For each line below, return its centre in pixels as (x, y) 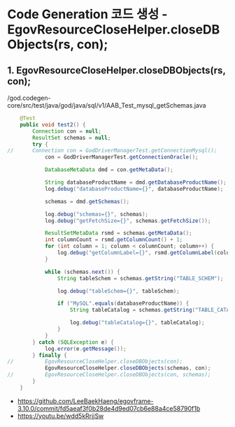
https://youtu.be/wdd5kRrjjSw (60, 416)
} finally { (50, 355)
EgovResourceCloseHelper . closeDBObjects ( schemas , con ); (128, 368)
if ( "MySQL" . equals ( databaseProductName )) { (123, 304)
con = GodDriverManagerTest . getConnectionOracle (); (121, 157)
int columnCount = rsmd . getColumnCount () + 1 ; (114, 240)
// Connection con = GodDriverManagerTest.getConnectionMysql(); (112, 151)
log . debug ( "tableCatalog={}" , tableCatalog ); (137, 323)
